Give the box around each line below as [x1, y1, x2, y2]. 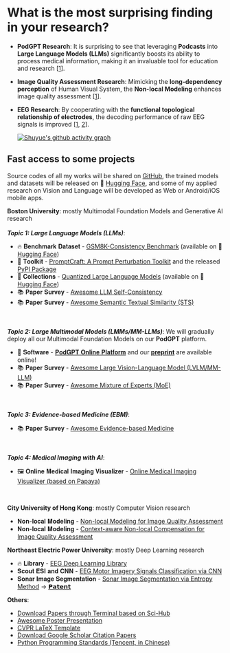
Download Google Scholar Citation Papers [16, 631, 137, 639]
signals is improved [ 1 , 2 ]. [16, 120, 89, 128]
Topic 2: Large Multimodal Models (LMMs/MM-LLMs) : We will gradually [7, 327, 214, 335]
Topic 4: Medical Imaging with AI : [7, 453, 105, 462]
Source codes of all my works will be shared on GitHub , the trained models [7, 171, 219, 180]
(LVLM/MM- [186, 363, 221, 372]
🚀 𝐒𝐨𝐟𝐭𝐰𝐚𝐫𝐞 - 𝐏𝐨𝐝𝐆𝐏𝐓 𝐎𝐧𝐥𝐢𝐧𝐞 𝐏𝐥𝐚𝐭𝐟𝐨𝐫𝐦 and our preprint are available [16, 347, 212, 356]
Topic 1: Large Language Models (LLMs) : [7, 228, 126, 237]
